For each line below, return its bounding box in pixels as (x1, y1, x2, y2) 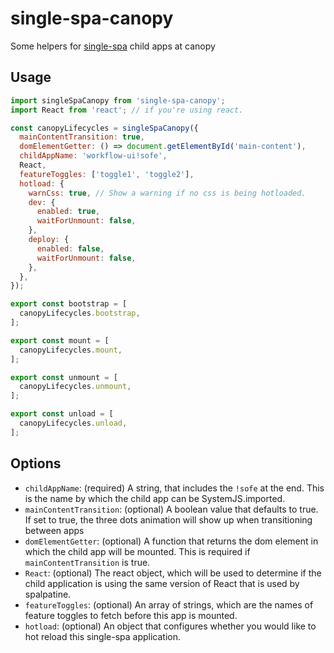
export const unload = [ (10, 409, 114, 419)
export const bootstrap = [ (10, 299, 128, 309)
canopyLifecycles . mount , (19, 345, 123, 355)
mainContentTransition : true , (19, 132, 145, 142)
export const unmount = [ (10, 372, 118, 382)
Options (10, 455, 62, 472)
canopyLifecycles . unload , (19, 418, 128, 428)
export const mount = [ (10, 335, 110, 346)
